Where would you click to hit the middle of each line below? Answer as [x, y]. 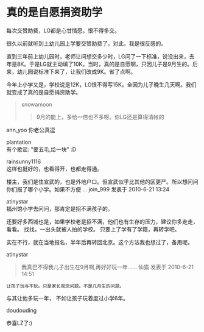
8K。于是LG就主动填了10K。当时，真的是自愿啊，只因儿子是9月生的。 [105, 64]
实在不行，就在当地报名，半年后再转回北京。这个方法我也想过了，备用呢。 [100, 242]
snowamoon [37, 104]
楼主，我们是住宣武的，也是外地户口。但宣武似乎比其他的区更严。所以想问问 [102, 182]
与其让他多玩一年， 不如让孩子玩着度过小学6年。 [68, 298]
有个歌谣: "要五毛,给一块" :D [41, 149]
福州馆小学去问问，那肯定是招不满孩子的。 [60, 208]
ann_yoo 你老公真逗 [31, 130]
